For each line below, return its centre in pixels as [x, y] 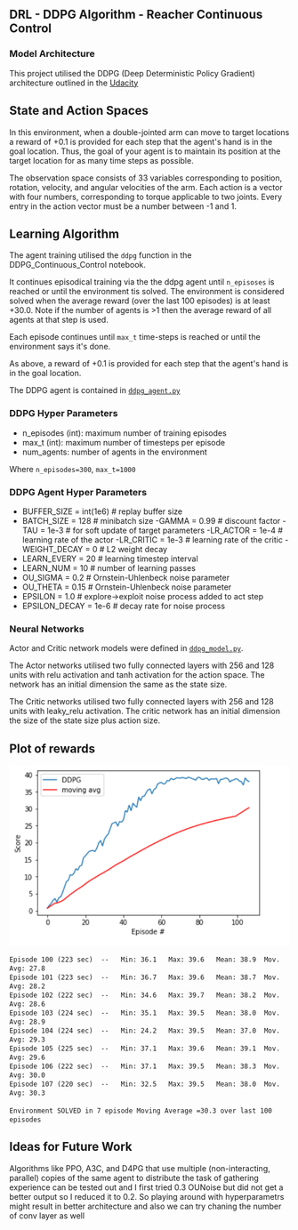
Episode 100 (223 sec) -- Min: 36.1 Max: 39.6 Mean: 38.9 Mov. [145, 960]
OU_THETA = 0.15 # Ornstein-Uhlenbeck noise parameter [127, 587]
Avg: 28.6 [28, 1004]
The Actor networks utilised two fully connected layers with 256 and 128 [142, 665]
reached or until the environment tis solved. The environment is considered [147, 292]
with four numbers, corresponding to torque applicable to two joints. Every [146, 197]
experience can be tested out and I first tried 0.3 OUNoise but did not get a [146, 1187]
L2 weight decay [137, 549]
